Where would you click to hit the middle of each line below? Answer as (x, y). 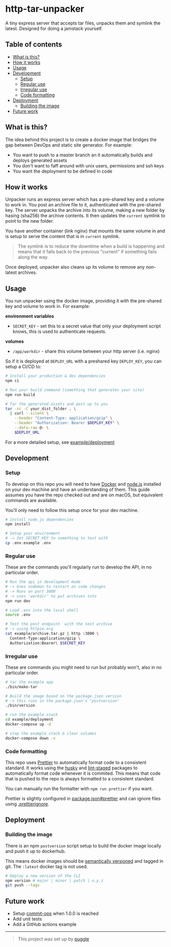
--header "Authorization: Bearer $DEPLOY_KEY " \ (67, 423)
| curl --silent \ (30, 413)
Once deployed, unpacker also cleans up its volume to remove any (75, 267)
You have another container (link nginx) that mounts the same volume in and (85, 231)
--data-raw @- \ (32, 428)
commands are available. (32, 500)
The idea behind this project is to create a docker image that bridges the (81, 139)
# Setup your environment (33, 534)
